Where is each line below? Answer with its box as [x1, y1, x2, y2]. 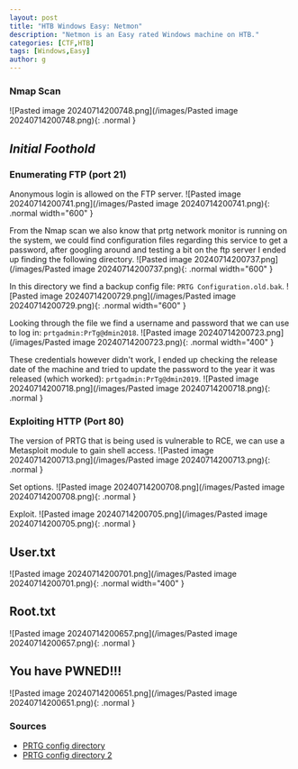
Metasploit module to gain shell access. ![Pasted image [9, 445, 214, 456]
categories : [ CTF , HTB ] [9, 38, 95, 48]
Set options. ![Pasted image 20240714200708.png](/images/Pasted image [9, 481, 285, 492]
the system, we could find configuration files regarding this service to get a [9, 234, 288, 245]
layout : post [9, 13, 59, 23]
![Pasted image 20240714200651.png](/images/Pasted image [9, 687, 238, 699]
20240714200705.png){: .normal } [9, 518, 137, 529]
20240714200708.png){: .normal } [9, 491, 137, 502]
